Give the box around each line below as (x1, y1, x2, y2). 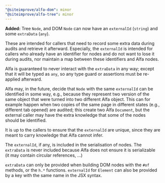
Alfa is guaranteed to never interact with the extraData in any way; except (5, 65, 154, 72)
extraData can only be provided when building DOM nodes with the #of (5, 162, 150, 168)
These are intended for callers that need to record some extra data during (5, 40, 155, 46)
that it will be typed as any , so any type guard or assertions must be (5, 71, 142, 77)
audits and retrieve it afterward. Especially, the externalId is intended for (5, 46, 153, 51)
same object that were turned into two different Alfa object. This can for (5, 96, 151, 102)
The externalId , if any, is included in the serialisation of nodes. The (5, 141, 142, 147)
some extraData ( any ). (5, 31, 50, 37)
